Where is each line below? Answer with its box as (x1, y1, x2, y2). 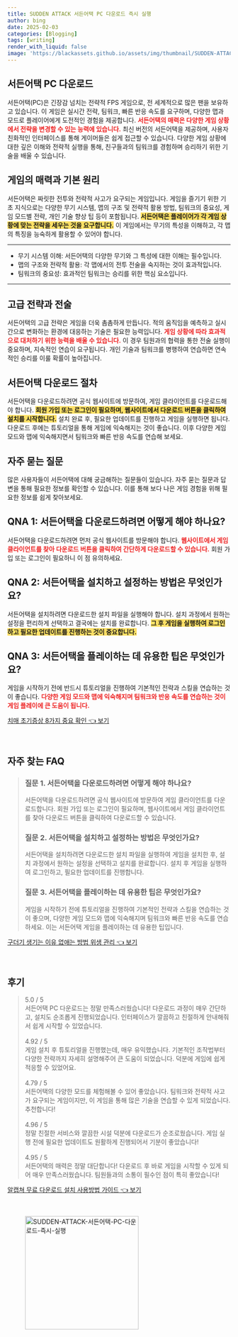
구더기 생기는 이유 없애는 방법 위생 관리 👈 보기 (7, 937, 138, 946)
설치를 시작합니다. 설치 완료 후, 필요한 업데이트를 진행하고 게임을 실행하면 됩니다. (7, 415, 230, 423)
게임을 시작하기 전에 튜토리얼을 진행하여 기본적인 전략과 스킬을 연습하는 (24, 905, 222, 913)
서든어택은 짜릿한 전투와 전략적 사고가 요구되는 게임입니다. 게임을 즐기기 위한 (7, 194, 220, 203)
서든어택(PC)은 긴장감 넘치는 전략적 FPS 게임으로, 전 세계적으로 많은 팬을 (7, 98, 210, 106)
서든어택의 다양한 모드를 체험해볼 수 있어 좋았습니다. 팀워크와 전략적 (24, 1087, 212, 1096)
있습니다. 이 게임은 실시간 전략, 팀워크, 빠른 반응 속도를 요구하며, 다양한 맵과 (14, 107, 225, 116)
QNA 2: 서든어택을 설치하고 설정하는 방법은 (7, 576, 186, 588)
